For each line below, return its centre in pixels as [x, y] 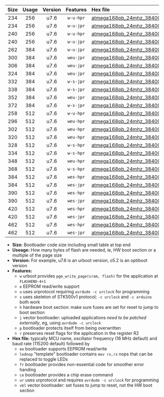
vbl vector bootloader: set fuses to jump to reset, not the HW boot [86, 385]
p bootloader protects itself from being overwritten [70, 328]
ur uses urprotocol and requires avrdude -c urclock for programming [89, 380]
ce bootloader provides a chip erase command [66, 375]
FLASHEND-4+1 [33, 281]
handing [28, 370]
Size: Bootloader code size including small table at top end [71, 245]
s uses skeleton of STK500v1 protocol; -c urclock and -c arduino [86, 297]
